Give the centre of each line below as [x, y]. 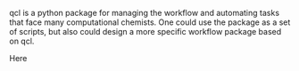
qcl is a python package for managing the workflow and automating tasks [144, 13]
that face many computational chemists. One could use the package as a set [150, 22]
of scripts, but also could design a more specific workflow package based [145, 32]
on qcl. [22, 41]
